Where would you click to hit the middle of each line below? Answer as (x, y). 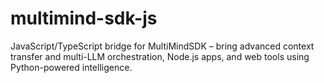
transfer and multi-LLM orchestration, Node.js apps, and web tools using (160, 56)
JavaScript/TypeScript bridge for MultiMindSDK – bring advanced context (162, 46)
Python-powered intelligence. (71, 67)
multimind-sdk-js (84, 18)
